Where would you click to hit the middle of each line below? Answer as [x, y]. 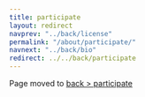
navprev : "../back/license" [61, 34]
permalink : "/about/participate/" [73, 42]
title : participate [45, 17]
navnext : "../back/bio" [53, 50]
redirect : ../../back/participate [73, 58]
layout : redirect [41, 26]
